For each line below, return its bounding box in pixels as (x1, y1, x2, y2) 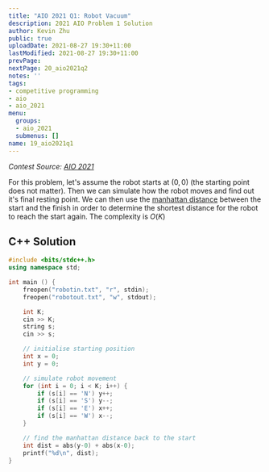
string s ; (23, 323, 56, 331)
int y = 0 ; (23, 360, 60, 368)
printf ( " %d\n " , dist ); (23, 449, 99, 457)
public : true (8, 34, 52, 43)
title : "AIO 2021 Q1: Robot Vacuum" (8, 11, 131, 20)
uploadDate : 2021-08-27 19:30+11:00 (8, 42, 131, 50)
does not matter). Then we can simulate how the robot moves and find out (8, 186, 255, 195)
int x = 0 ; (23, 353, 60, 361)
